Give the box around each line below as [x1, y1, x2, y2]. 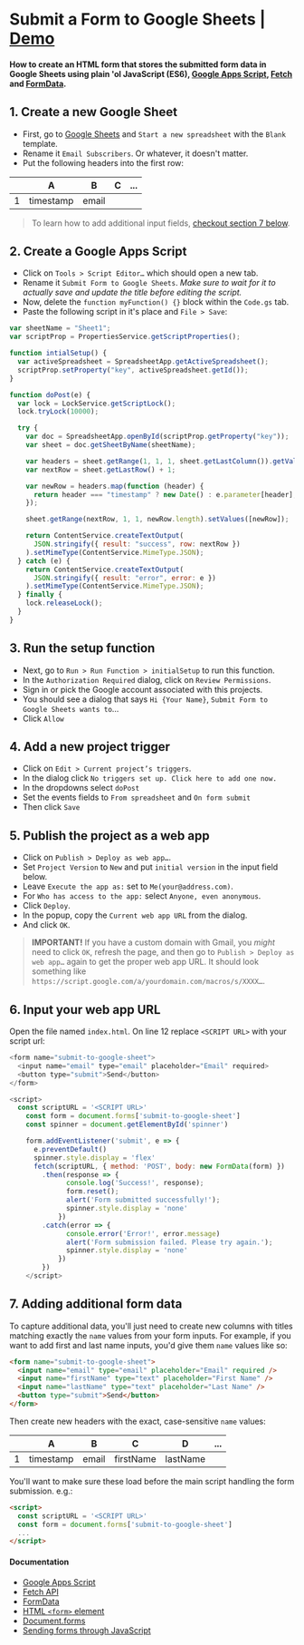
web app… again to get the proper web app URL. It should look [31, 957, 260, 968]
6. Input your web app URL [9, 1002, 161, 1017]
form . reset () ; [66, 1187, 119, 1196]
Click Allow [22, 713, 65, 724]
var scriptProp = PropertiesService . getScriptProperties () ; [9, 332, 242, 342]
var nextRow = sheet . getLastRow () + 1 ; [25, 465, 176, 474]
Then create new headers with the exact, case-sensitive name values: [9, 1416, 267, 1426]
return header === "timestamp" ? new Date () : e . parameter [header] [33, 490, 294, 499]
